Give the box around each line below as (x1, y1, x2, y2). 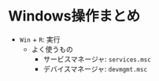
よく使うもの (31, 44, 73, 53)
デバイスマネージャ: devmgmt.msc (43, 64, 148, 73)
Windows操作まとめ (8, 7, 140, 25)
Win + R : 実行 (19, 35, 61, 44)
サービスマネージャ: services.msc (43, 54, 151, 64)
